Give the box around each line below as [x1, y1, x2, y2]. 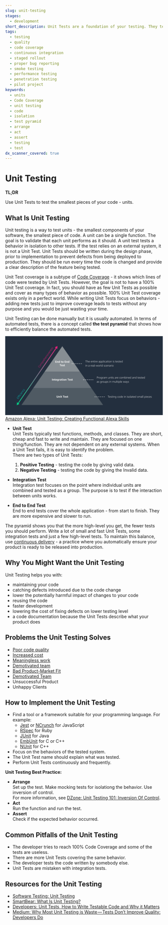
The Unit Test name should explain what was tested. [12, 754, 120, 760]
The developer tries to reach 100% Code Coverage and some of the [12, 844, 152, 850]
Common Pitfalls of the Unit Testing [5, 830, 118, 839]
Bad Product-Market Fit [12, 668, 61, 674]
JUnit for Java [19, 733, 49, 739]
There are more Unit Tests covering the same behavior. [12, 854, 126, 861]
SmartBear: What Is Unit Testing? [12, 898, 81, 904]
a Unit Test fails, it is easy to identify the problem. [12, 447, 114, 453]
